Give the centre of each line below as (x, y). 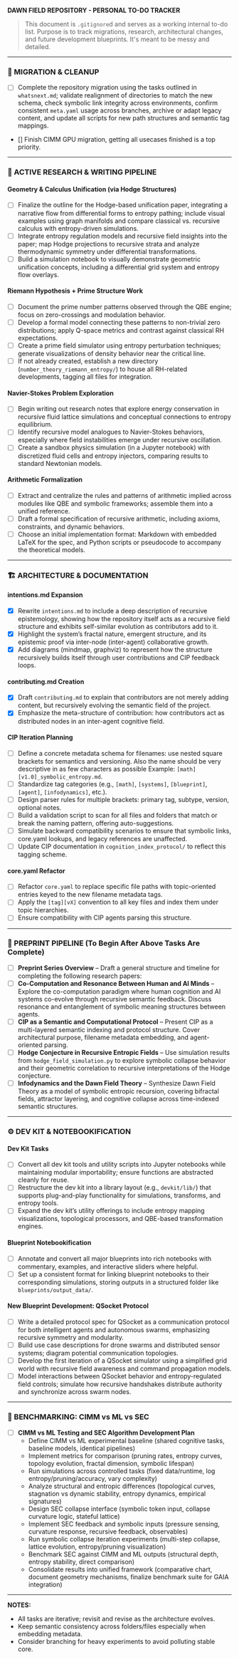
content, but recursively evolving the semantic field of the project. (114, 705)
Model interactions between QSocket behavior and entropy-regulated (119, 1376)
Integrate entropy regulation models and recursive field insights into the (122, 236)
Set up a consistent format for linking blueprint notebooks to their (113, 1274)
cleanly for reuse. (43, 1180)
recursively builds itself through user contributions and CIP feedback (118, 657)
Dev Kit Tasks (28, 1148)
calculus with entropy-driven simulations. (78, 228)
